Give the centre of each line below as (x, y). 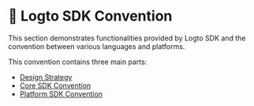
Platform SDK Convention (61, 93)
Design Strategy (46, 77)
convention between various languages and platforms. (97, 46)
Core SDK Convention (55, 85)
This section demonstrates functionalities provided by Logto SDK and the (127, 38)
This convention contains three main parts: (78, 62)
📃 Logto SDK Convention (90, 16)
